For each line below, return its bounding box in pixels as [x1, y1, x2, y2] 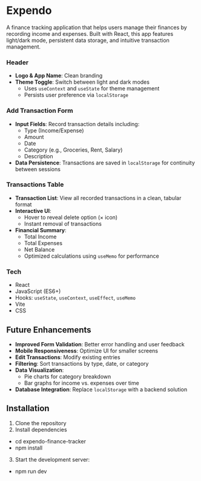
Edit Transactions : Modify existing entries [15, 353, 120, 361]
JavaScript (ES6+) [15, 288, 61, 295]
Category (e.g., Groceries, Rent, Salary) [24, 146, 123, 153]
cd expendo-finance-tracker [15, 437, 87, 445]
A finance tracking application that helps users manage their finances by [6, 24, 188, 31]
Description [24, 152, 53, 160]
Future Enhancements [6, 325, 92, 335]
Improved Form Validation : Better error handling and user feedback [15, 340, 185, 348]
